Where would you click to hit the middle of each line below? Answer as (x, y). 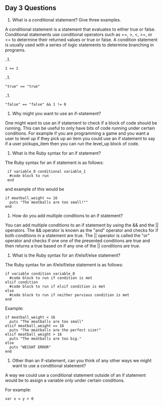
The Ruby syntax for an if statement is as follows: (54, 162)
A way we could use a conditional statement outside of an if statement (75, 375)
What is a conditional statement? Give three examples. (66, 20)
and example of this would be (35, 189)
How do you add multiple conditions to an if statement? (67, 215)
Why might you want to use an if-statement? (56, 113)
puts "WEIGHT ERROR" (30, 347)
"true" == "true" (23, 86)
